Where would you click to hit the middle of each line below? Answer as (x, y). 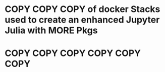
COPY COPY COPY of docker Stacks (82, 9)
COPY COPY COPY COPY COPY (73, 53)
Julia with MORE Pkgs (51, 30)
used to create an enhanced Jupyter (82, 20)
